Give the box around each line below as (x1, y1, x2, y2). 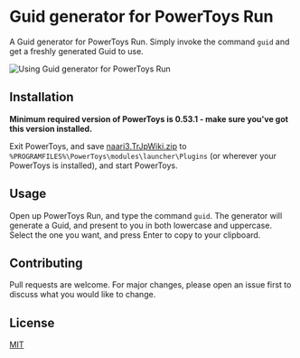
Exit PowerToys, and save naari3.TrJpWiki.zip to (9, 140, 187, 151)
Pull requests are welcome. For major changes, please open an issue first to (9, 279, 292, 290)
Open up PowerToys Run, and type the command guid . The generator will (9, 210, 283, 221)
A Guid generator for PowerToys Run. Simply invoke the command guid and (9, 36, 290, 47)
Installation (9, 89, 74, 105)
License (9, 315, 55, 331)
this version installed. (9, 123, 93, 134)
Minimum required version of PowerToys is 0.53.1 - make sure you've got (9, 113, 289, 124)
